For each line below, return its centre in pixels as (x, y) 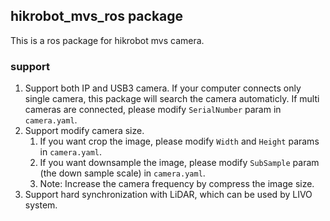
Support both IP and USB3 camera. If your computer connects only (163, 88)
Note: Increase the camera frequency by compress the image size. (177, 184)
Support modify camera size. (84, 131)
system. (41, 205)
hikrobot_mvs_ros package (97, 16)
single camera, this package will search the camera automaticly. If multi (172, 99)
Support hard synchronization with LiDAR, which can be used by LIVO (168, 195)
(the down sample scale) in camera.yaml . (122, 173)
